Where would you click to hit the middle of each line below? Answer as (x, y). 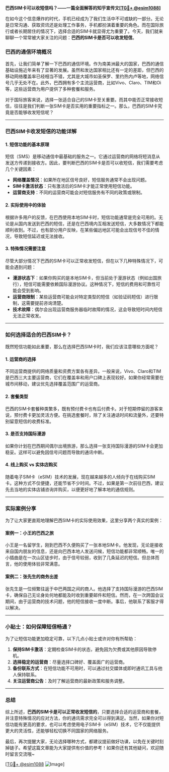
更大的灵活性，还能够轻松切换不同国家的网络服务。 (58, 731)
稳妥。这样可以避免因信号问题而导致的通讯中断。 (56, 452)
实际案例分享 (21, 508)
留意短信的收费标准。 (31, 421)
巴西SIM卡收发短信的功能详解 (41, 132)
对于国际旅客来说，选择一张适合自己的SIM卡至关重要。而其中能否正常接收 (82, 100)
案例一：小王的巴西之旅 (29, 533)
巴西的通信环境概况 (28, 51)
